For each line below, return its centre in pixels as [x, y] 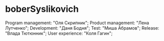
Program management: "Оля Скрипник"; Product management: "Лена [77, 23]
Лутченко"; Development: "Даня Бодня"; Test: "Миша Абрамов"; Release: [82, 28]
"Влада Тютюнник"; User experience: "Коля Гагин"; [59, 33]
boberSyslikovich [42, 9]
